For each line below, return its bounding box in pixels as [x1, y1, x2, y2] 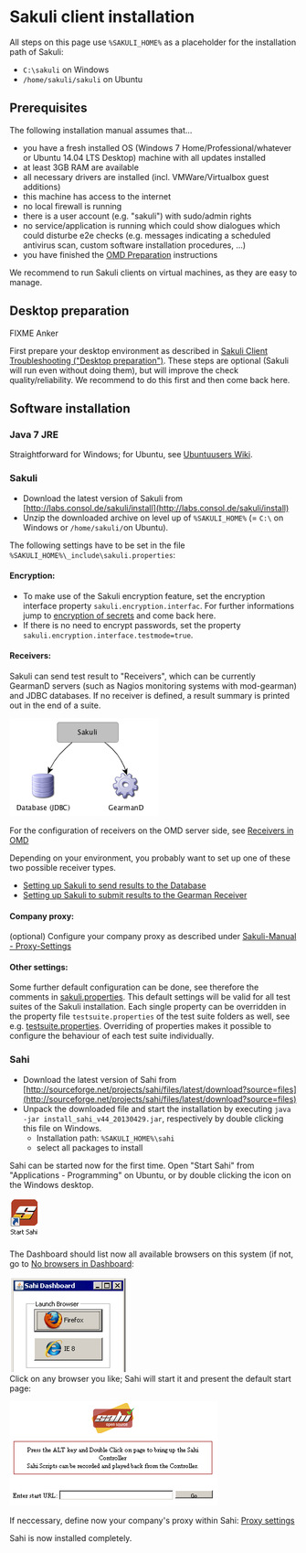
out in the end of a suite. [9, 700, 101, 711]
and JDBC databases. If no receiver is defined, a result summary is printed [9, 690, 290, 701]
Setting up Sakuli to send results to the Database [22, 880, 207, 891]
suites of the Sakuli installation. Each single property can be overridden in [9, 1001, 287, 1012]
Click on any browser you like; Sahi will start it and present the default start [9, 1373, 292, 1384]
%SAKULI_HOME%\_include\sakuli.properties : [9, 549, 176, 560]
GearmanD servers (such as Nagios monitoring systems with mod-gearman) [9, 680, 297, 691]
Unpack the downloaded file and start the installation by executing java [22, 1103, 291, 1114]
